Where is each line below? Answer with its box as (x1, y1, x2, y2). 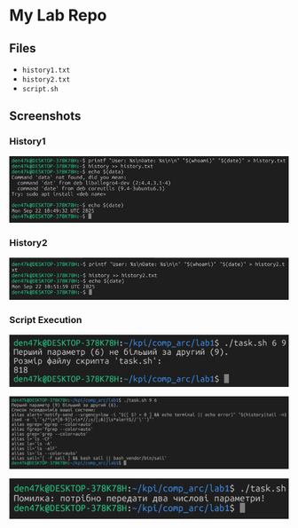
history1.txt (21, 66, 71, 75)
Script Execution (9, 314, 82, 327)
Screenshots (9, 108, 82, 124)
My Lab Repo (9, 5, 107, 26)
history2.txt (21, 75, 71, 84)
